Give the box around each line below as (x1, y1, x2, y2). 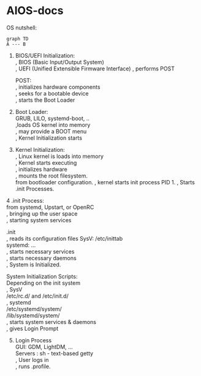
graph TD (6, 36, 29, 42)
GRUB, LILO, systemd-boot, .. (15, 115, 90, 122)
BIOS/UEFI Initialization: (15, 51, 75, 59)
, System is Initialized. (6, 261, 61, 268)
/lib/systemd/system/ (6, 312, 60, 319)
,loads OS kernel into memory (15, 121, 91, 129)
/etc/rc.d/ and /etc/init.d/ (6, 292, 69, 299)
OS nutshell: (6, 24, 37, 31)
